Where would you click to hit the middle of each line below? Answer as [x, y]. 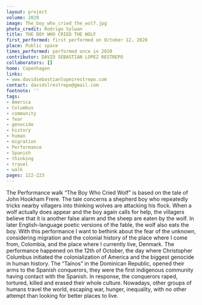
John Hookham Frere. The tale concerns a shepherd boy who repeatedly [97, 199]
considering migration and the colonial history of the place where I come [97, 238]
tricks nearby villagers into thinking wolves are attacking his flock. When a [99, 206]
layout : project [27, 12]
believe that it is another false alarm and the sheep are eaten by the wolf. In [100, 218]
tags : [13, 96]
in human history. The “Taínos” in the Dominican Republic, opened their [96, 263]
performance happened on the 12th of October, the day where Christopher [99, 250]
